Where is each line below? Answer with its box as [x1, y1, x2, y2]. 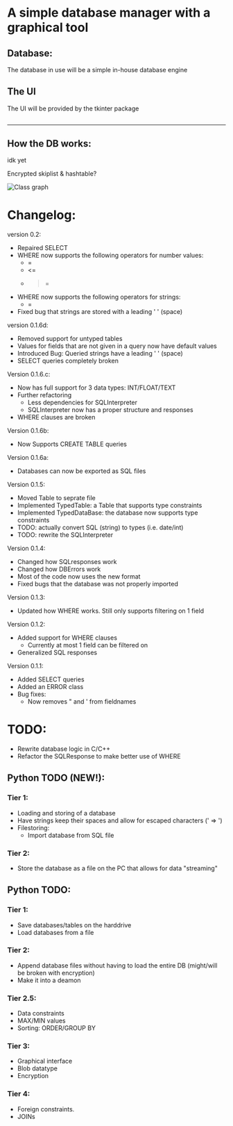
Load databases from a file [17, 928, 94, 936]
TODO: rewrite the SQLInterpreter [17, 530, 113, 539]
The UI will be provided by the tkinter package [7, 104, 139, 113]
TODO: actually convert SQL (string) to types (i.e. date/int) [17, 523, 184, 531]
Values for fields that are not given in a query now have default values [17, 342, 217, 350]
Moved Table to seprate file [17, 493, 96, 502]
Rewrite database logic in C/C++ [17, 745, 111, 753]
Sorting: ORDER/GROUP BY [17, 1024, 96, 1032]
